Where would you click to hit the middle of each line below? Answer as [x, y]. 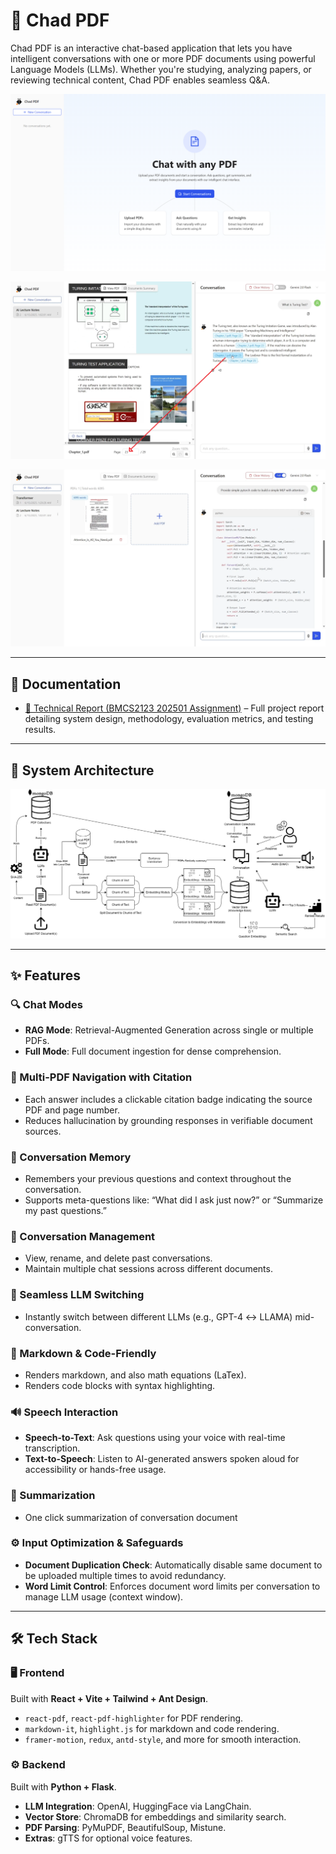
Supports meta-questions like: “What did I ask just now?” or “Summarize [174, 1200]
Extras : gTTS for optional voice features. [108, 1838]
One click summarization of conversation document [131, 1517]
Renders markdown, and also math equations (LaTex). [135, 1375]
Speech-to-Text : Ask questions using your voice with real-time [155, 1438]
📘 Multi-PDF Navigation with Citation [101, 1077]
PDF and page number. [72, 1110]
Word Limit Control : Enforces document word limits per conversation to [172, 1586]
